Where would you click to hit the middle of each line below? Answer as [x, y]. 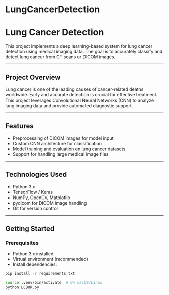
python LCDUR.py [22, 287]
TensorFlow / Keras [33, 192]
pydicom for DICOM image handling [50, 203]
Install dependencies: [35, 264]
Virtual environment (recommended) [50, 259]
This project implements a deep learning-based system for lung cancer [79, 46]
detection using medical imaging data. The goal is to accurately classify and [84, 52]
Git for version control [35, 208]
